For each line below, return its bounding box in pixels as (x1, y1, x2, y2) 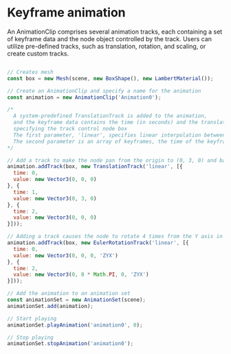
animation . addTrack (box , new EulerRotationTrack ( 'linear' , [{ (7, 239, 189, 246)
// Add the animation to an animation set (7, 290, 131, 297)
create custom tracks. (7, 49, 69, 58)
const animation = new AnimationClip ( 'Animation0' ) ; (7, 94, 162, 101)
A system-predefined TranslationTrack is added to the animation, (13, 113, 208, 119)
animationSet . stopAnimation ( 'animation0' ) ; (7, 340, 134, 347)
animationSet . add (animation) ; (7, 303, 94, 309)
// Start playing (7, 315, 57, 322)
